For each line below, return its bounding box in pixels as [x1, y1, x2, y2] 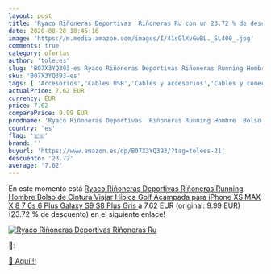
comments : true [8, 42, 60, 50]
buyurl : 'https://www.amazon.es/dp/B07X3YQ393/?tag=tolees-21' [8, 147, 226, 155]
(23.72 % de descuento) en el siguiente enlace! [8, 210, 165, 219]
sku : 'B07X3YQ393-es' [8, 72, 81, 80]
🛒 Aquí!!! [8, 256, 37, 266]
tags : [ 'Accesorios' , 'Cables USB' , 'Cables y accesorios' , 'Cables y [8, 79, 244, 87]
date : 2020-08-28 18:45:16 [8, 27, 99, 35]
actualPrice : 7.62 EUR [8, 86, 85, 95]
